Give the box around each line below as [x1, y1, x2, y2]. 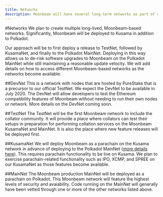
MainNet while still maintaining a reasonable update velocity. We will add [5, 60, 150, 66]
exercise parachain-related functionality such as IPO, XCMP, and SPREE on [5, 156, 155, 162]
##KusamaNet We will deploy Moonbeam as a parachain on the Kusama [5, 140, 149, 146]
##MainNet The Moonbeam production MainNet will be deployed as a [5, 171, 145, 177]
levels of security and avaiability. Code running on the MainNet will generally [5, 181, 158, 187]
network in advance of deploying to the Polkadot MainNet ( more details [5, 146, 148, 152]
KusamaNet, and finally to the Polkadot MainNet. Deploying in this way [5, 50, 146, 56]
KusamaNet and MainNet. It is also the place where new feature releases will [5, 126, 158, 132]
